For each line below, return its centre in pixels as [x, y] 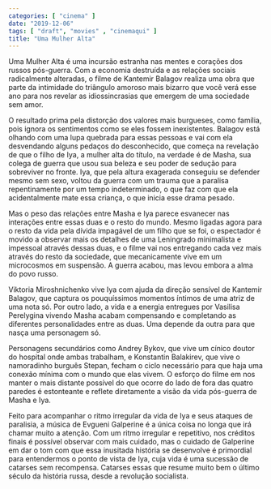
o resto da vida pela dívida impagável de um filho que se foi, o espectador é [135, 231]
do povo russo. [34, 274]
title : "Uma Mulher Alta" [52, 39]
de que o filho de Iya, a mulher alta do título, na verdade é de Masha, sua [130, 155]
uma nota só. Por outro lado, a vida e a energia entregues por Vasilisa [124, 307]
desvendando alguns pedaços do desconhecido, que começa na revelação [133, 146]
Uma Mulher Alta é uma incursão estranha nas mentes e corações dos [125, 62]
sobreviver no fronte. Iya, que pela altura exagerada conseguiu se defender [134, 172]
